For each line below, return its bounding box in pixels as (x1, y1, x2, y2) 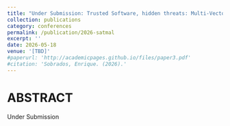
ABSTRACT (7, 90, 73, 106)
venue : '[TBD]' (7, 48, 51, 55)
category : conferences (7, 22, 72, 29)
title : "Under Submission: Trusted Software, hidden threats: (7, 10, 188, 17)
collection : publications (7, 16, 81, 23)
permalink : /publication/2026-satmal (7, 29, 115, 36)
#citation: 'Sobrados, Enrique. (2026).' (7, 61, 127, 67)
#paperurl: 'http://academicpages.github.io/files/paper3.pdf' (7, 54, 192, 61)
